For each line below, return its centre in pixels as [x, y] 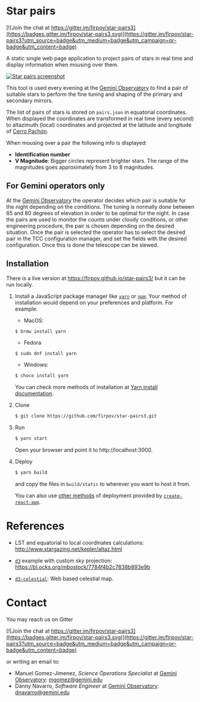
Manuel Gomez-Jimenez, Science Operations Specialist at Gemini [96, 673]
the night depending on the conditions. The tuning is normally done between [100, 206]
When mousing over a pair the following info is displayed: [77, 142]
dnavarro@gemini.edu [42, 692]
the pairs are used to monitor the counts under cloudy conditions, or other [97, 219]
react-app [27, 502]
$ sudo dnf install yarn [46, 354]
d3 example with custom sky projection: [63, 560]
